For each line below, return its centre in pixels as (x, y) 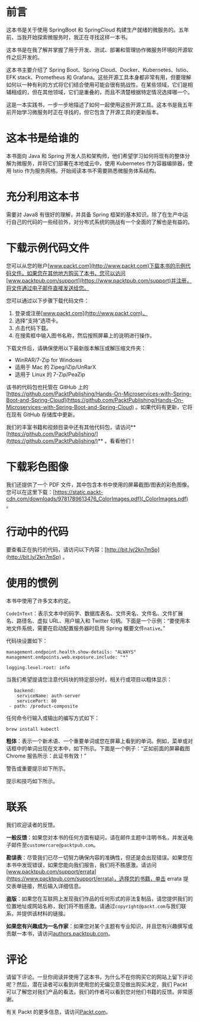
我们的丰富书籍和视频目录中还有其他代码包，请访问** (71, 427)
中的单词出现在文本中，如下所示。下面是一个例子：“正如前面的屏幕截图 (103, 748)
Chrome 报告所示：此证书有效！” (46, 756)
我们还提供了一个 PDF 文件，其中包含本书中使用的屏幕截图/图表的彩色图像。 (99, 484)
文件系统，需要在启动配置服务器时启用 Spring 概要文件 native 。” (88, 628)
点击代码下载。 (33, 328)
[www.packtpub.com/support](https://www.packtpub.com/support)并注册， (99, 280)
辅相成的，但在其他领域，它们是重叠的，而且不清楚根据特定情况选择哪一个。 (99, 92)
